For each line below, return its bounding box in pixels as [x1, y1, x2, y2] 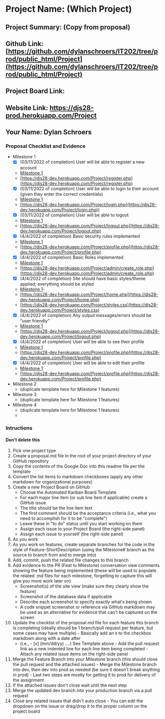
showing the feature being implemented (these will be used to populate [12, 568, 157, 574]
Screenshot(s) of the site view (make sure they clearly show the [20, 583, 149, 589]
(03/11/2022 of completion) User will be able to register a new [20, 159, 145, 165]
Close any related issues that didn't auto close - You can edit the [12, 698, 143, 704]
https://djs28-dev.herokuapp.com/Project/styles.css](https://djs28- [22, 302, 158, 308]
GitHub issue [20, 500, 46, 506]
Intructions [5, 425, 33, 431]
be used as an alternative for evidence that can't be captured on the [20, 610, 158, 615]
